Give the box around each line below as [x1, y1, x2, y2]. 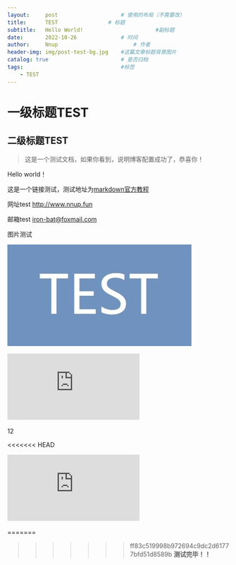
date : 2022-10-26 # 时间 [7, 34, 138, 41]
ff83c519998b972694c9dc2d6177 [130, 541, 230, 550]
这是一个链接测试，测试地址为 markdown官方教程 [7, 184, 149, 194]
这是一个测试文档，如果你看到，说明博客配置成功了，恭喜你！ [24, 155, 204, 163]
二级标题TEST [7, 135, 69, 147]
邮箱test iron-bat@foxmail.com [7, 215, 97, 223]
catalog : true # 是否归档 [7, 56, 149, 64]
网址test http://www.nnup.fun [7, 200, 93, 208]
